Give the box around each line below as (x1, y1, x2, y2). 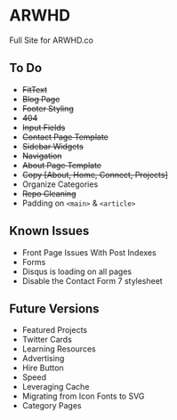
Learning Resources (21, 343, 96, 354)
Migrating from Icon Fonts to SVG (21, 391, 145, 401)
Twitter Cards (21, 335, 73, 345)
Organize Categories (21, 179, 99, 190)
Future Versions (9, 301, 100, 316)
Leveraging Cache (21, 382, 90, 392)
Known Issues (9, 223, 90, 238)
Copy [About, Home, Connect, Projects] (21, 169, 169, 180)
